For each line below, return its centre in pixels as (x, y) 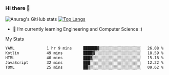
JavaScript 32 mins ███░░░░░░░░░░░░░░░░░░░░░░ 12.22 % (84, 62)
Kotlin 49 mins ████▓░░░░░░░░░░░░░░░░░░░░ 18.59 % (84, 53)
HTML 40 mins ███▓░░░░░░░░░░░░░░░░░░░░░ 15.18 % (84, 58)
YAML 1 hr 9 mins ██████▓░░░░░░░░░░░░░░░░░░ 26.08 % (84, 48)
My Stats (15, 39)
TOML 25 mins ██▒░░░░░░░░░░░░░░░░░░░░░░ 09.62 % (84, 67)
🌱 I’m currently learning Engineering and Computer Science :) (77, 29)
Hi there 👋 (18, 8)
